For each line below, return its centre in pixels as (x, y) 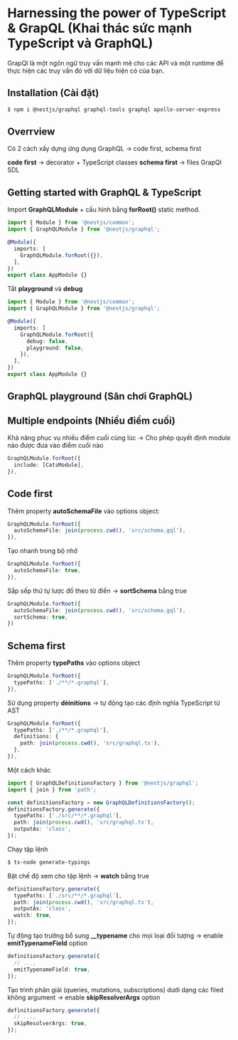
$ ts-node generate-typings (49, 862)
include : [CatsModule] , (49, 465)
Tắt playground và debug (45, 289)
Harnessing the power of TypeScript (117, 13)
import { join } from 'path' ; (52, 789)
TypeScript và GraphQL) (80, 43)
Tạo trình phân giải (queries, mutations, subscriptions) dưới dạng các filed (115, 989)
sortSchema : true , (41, 617)
